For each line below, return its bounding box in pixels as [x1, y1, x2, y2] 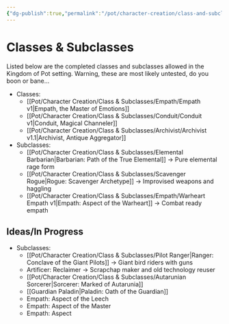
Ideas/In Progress [6, 226, 83, 237]
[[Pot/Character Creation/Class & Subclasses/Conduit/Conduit [26, 111, 202, 120]
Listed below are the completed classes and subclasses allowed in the [6, 62, 204, 70]
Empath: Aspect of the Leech [26, 295, 109, 303]
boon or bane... [6, 77, 50, 85]
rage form [26, 162, 55, 171]
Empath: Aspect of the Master [26, 302, 111, 310]
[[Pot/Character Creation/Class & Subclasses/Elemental [26, 148, 184, 156]
